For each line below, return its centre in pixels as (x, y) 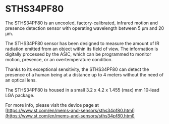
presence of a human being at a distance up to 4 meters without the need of (84, 74)
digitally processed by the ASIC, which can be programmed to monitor (78, 54)
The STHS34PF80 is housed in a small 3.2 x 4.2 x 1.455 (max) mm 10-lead (82, 90)
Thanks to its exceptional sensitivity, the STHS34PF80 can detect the (77, 69)
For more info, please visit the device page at (52, 105)
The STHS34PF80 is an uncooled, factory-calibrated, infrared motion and (81, 23)
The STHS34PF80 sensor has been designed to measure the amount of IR (82, 43)
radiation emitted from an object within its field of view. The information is (82, 49)
